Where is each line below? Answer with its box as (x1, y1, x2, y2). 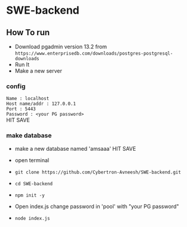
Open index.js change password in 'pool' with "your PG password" (14, 203, 179, 210)
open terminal (14, 156, 50, 164)
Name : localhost (6, 96, 50, 102)
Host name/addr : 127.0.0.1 (6, 101, 76, 107)
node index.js (14, 215, 50, 221)
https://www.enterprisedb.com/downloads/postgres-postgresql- (14, 51, 173, 57)
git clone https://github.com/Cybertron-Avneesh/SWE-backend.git (14, 169, 181, 175)
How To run (6, 27, 50, 38)
